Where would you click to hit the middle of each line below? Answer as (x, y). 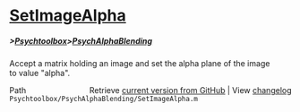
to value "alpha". (40, 73)
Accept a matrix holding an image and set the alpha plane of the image (140, 64)
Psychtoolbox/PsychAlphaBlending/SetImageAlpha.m (104, 99)
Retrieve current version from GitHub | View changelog (190, 90)
